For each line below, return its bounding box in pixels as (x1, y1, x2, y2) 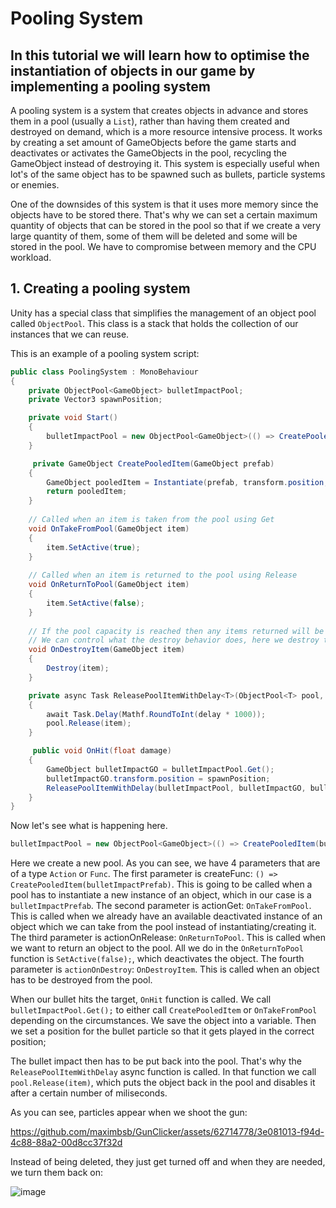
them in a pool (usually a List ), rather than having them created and (10, 115, 290, 127)
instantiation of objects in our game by (10, 62, 256, 79)
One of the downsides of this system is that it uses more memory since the (10, 198, 319, 210)
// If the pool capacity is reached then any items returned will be (28, 626, 325, 636)
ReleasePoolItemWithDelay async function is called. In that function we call (10, 1066, 317, 1078)
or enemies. (10, 179, 60, 191)
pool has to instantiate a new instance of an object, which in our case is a (10, 889, 312, 901)
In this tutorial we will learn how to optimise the (10, 47, 310, 64)
